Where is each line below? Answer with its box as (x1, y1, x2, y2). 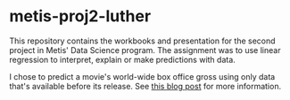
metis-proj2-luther (9, 6, 152, 27)
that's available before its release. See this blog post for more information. (9, 81, 282, 91)
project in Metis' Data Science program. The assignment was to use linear (9, 44, 281, 55)
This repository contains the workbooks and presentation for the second (9, 35, 276, 46)
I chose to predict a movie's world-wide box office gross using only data (9, 71, 276, 81)
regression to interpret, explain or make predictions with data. (9, 54, 236, 65)
